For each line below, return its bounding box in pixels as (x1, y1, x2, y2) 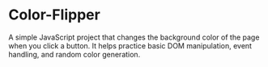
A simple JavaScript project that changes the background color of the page (8, 32, 260, 42)
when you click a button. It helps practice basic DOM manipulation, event (8, 40, 253, 50)
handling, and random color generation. (8, 49, 141, 59)
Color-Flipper (8, 6, 101, 24)
